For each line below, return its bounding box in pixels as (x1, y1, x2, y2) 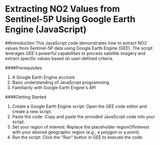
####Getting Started (5, 94, 47, 100)
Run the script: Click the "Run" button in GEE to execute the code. (12, 134, 144, 140)
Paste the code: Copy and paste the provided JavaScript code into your (12, 113, 155, 119)
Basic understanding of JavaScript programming (12, 79, 110, 85)
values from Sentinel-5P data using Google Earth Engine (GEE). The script (5, 45, 153, 51)
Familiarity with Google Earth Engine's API (12, 84, 96, 90)
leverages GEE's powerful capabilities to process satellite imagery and (5, 50, 145, 56)
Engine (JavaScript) (5, 24, 87, 35)
